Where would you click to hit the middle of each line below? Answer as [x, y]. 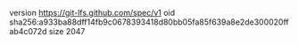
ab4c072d [28, 31]
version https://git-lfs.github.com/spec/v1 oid [92, 13]
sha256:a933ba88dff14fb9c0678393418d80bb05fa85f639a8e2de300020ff [149, 22]
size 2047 [67, 31]
